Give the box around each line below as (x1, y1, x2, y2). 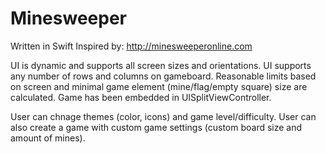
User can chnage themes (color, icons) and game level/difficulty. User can (10, 110, 317, 122)
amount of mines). (10, 132, 86, 144)
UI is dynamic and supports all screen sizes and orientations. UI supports (10, 59, 312, 71)
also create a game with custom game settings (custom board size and (10, 121, 303, 133)
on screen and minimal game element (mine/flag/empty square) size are (10, 80, 308, 92)
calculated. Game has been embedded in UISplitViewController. (10, 91, 272, 103)
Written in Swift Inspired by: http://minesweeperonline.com (10, 40, 253, 52)
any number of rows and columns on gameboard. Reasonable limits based (10, 70, 317, 82)
